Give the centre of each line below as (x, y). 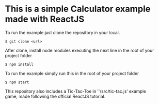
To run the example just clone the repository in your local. (63, 32)
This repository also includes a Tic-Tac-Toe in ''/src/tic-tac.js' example (76, 91)
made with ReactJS (45, 19)
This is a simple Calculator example (78, 9)
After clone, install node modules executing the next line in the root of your (79, 50)
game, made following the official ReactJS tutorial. (55, 96)
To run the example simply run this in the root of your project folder (72, 73)
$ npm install (19, 64)
